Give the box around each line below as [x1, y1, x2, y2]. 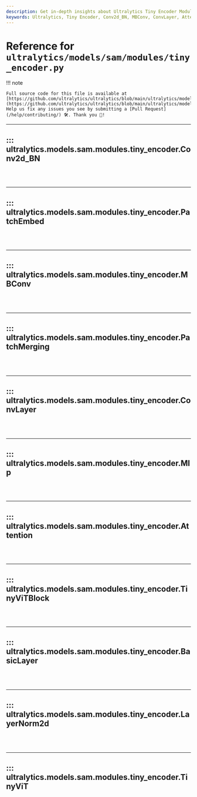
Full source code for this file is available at [6, 91, 127, 97]
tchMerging [6, 342, 50, 352]
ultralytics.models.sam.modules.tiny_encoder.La [6, 709, 190, 719]
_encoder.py [6, 62, 64, 74]
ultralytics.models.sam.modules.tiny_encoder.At [6, 521, 189, 531]
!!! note [6, 79, 23, 86]
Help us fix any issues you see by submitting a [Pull [6, 106, 143, 112]
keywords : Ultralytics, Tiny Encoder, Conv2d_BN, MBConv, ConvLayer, [6, 14, 180, 20]
